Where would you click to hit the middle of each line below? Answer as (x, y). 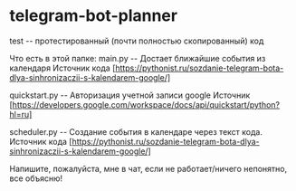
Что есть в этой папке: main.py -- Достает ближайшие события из (138, 58)
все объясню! (36, 178)
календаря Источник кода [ (62, 68)
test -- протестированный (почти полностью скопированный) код (137, 41)
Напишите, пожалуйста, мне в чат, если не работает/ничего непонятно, (148, 168)
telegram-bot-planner (94, 16)
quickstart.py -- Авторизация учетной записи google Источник (130, 95)
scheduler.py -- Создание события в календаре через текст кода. (136, 131)
